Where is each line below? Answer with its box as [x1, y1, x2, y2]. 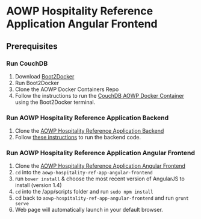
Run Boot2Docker [14, 79, 59, 86]
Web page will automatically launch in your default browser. [14, 206, 164, 214]
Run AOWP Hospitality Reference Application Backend [6, 113, 169, 122]
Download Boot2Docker [14, 72, 75, 80]
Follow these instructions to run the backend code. [14, 134, 141, 141]
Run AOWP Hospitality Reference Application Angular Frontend [6, 149, 196, 157]
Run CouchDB [6, 59, 48, 68]
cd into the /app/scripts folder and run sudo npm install [14, 188, 153, 195]
